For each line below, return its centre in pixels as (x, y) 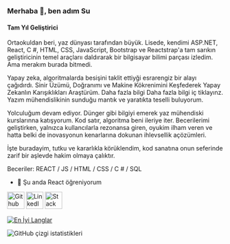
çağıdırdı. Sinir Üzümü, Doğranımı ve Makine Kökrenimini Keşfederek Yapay (114, 85)
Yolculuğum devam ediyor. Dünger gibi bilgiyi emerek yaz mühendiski (105, 113)
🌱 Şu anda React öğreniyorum (59, 182)
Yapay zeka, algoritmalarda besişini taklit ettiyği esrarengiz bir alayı (102, 78)
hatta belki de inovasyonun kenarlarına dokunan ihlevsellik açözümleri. (107, 135)
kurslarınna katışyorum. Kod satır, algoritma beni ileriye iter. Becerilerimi (108, 120)
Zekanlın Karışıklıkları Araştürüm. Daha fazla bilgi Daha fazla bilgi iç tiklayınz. (115, 93)
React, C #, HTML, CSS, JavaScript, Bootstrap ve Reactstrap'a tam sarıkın (112, 50)
